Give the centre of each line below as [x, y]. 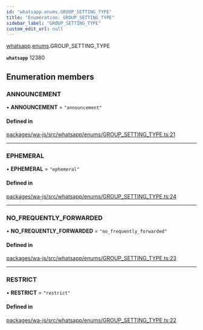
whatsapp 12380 [26, 58]
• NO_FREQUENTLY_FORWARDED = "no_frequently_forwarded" [87, 231]
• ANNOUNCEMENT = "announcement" [54, 107]
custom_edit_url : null [35, 29]
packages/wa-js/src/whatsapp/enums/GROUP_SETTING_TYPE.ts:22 [92, 320]
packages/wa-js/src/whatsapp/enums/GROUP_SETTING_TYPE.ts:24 [92, 196]
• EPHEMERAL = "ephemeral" [43, 169]
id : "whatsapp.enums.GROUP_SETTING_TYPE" [59, 12]
